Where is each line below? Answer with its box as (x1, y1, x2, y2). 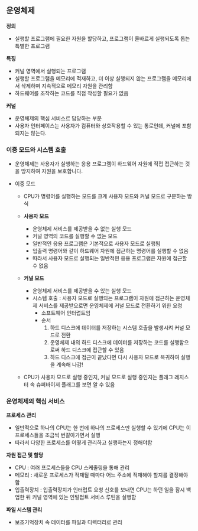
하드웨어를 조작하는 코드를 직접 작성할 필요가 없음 (14, 89, 129, 96)
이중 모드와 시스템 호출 (6, 145, 67, 154)
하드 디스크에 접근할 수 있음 (61, 346, 124, 353)
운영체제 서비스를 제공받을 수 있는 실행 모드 (32, 287, 132, 294)
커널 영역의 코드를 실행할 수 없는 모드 (32, 233, 118, 240)
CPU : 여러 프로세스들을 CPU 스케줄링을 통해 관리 (14, 464, 130, 471)
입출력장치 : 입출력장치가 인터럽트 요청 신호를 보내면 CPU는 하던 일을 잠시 (14, 486, 185, 493)
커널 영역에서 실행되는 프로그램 (14, 67, 86, 74)
